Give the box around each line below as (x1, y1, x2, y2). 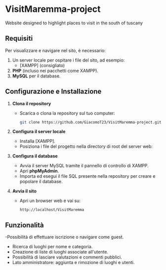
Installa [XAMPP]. (19, 138, 56, 144)
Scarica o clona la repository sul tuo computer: (19, 110, 115, 116)
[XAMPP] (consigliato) (19, 62, 65, 68)
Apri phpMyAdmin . (19, 168, 59, 174)
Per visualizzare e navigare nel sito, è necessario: (5, 47, 106, 53)
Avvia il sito (12, 188, 37, 194)
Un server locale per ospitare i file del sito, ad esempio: (12, 57, 125, 63)
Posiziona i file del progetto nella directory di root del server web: (19, 143, 153, 149)
